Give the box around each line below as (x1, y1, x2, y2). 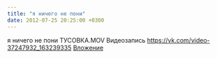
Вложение (73, 43, 104, 52)
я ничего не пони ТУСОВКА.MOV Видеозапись (7, 36, 146, 44)
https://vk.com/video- (147, 36, 211, 44)
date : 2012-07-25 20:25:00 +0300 (7, 17, 105, 24)
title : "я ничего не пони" (7, 10, 86, 17)
